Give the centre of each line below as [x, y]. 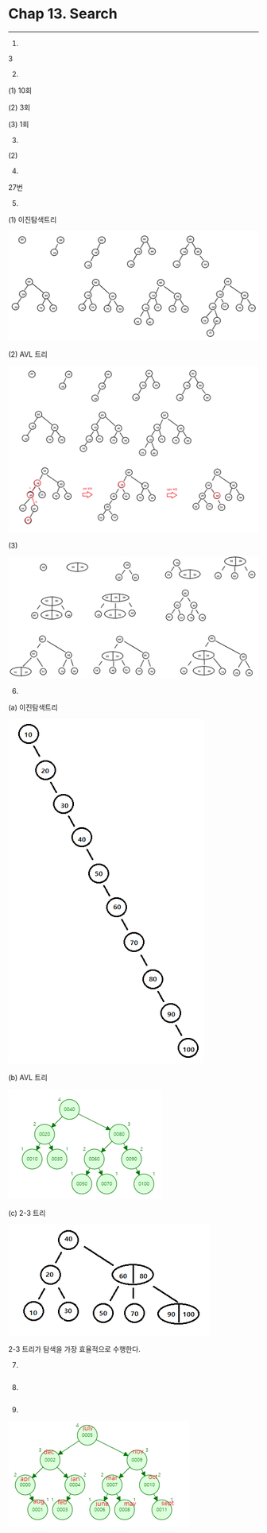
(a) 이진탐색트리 [33, 707]
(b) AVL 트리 [28, 1078]
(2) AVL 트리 [28, 354]
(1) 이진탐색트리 [33, 219]
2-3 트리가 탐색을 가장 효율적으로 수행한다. [75, 1349]
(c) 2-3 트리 [27, 1214]
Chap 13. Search [63, 14]
